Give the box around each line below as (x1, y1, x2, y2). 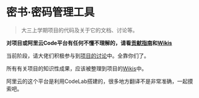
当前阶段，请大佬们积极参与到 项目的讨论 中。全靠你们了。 (6, 52, 149, 59)
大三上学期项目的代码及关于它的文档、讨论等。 (21, 26, 138, 34)
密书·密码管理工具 (6, 5, 95, 19)
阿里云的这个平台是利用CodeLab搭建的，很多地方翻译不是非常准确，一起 (6, 78, 188, 85)
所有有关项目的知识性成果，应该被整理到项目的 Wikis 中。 (6, 64, 147, 72)
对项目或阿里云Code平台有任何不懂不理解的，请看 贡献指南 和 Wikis (6, 39, 172, 46)
